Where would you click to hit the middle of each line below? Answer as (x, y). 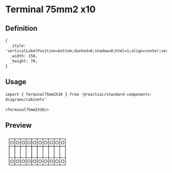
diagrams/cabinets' (26, 99)
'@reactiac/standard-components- (117, 94)
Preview (19, 126)
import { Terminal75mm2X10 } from (42, 94)
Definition (21, 28)
